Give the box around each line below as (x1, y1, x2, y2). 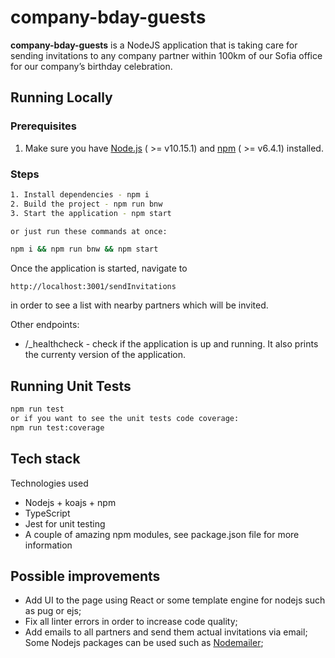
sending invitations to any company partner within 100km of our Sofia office (10, 49, 323, 61)
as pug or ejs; (24, 605, 82, 617)
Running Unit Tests (10, 377, 132, 395)
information (24, 539, 73, 551)
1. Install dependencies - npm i (10, 189, 150, 200)
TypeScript (24, 507, 71, 519)
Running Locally (10, 89, 113, 106)
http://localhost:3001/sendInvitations (10, 282, 177, 292)
